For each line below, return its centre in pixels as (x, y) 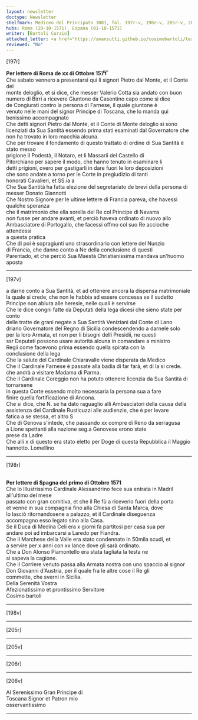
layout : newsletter (30, 12)
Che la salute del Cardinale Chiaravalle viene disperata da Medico (86, 360)
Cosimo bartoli (24, 596)
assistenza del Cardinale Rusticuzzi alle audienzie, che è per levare (88, 410)
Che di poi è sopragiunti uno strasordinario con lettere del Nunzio (85, 243)
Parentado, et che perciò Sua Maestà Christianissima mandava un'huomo (95, 256)
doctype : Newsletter (32, 17)
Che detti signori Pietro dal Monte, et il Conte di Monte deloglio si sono (92, 124)
